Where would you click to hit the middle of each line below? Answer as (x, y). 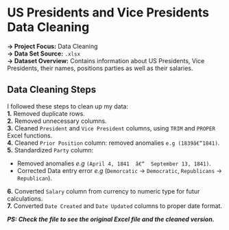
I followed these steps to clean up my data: (68, 106)
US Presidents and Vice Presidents (108, 13)
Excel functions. (30, 135)
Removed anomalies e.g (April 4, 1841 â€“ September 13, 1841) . (114, 163)
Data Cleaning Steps (52, 90)
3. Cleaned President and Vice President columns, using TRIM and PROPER (111, 128)
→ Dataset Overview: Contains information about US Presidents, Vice (106, 60)
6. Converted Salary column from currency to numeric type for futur (104, 191)
